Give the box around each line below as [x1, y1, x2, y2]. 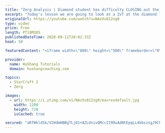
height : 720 [14, 107, 38, 112]
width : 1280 [14, 102, 38, 107]
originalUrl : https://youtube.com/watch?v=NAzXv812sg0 [5, 16, 120, 21]
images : [5, 93, 21, 98]
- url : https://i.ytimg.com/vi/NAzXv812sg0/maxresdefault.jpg [9, 98, 139, 102]
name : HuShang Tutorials [9, 62, 60, 66]
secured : [5, 120, 23, 126]
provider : [5, 57, 26, 62]
